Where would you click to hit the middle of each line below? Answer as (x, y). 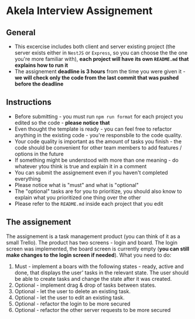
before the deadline (39, 84)
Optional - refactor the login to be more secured (72, 304)
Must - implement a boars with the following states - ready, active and (99, 266)
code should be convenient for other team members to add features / (98, 147)
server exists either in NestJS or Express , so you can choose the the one (101, 53)
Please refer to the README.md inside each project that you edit (89, 203)
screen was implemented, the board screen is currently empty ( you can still (97, 249)
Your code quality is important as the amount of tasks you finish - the (98, 141)
